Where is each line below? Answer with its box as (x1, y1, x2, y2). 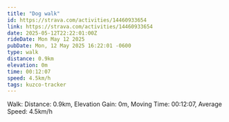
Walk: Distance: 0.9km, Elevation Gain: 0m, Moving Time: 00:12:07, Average (7, 100, 223, 108)
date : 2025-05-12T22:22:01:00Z (7, 29, 98, 37)
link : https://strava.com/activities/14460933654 (7, 23, 154, 30)
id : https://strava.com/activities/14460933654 (7, 17, 147, 24)
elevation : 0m (7, 62, 48, 69)
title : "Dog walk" (7, 10, 60, 17)
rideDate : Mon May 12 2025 (7, 36, 85, 43)
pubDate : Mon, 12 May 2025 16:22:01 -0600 (7, 42, 131, 49)
